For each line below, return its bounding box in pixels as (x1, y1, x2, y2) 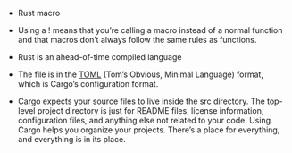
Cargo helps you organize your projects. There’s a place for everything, (17, 124, 280, 135)
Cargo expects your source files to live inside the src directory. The (17, 96, 265, 106)
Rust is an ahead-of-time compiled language (17, 52, 182, 62)
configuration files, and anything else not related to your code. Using (17, 115, 271, 125)
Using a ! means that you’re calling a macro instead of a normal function (17, 25, 283, 35)
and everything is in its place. (17, 134, 127, 144)
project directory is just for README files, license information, (37, 106, 264, 115)
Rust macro (17, 8, 61, 18)
